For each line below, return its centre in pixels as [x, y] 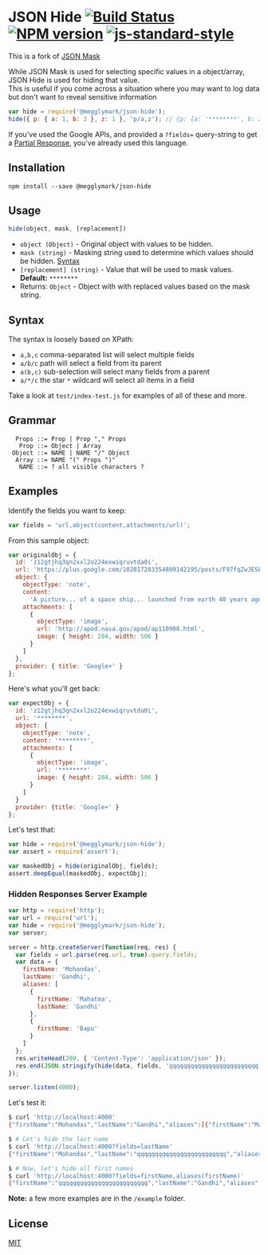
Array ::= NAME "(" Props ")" [65, 460]
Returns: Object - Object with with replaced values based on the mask [135, 286]
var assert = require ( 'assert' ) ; [64, 852]
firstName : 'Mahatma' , [75, 999]
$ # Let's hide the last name [59, 1139]
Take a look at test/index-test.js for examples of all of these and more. [128, 395]
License [28, 1224]
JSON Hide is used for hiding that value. [74, 80]
